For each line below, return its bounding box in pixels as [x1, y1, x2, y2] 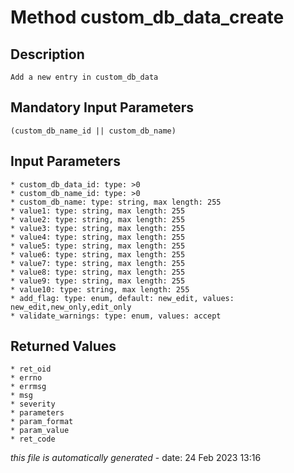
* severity [10, 399, 56, 410]
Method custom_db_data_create [10, 6, 285, 29]
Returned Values [10, 338, 117, 355]
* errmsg [10, 382, 47, 392]
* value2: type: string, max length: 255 [10, 214, 186, 225]
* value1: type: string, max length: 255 [10, 206, 186, 216]
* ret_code [10, 434, 56, 445]
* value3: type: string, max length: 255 [10, 223, 186, 233]
